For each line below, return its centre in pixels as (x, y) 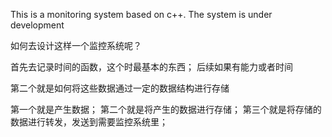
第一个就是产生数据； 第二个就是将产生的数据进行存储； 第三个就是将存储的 (166, 109)
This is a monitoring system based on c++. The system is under (141, 14)
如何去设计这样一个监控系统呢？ (76, 45)
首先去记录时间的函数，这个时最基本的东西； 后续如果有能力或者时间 (151, 67)
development (37, 25)
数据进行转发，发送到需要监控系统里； (89, 122)
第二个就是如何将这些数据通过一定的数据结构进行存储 (120, 88)
